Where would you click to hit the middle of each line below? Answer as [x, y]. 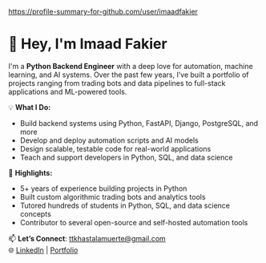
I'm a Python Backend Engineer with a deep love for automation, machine [131, 66]
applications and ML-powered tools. [68, 91]
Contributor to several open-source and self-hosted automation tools [134, 222]
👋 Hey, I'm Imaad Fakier [88, 44]
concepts [36, 214]
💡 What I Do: [30, 107]
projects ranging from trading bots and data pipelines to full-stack [117, 83]
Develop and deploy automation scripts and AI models [109, 140]
